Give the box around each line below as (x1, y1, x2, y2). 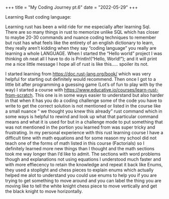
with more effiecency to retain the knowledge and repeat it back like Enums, (5, 162, 163, 167)
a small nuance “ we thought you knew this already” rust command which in (5, 108, 162, 114)
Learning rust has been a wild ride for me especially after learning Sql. (5, 24, 151, 30)
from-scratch (5, 92, 33, 98)
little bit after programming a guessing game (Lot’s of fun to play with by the (5, 81, 162, 87)
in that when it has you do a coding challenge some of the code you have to (5, 97, 162, 104)
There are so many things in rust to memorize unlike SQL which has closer (5, 29, 159, 35)
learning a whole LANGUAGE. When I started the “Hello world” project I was (5, 50, 162, 56)
